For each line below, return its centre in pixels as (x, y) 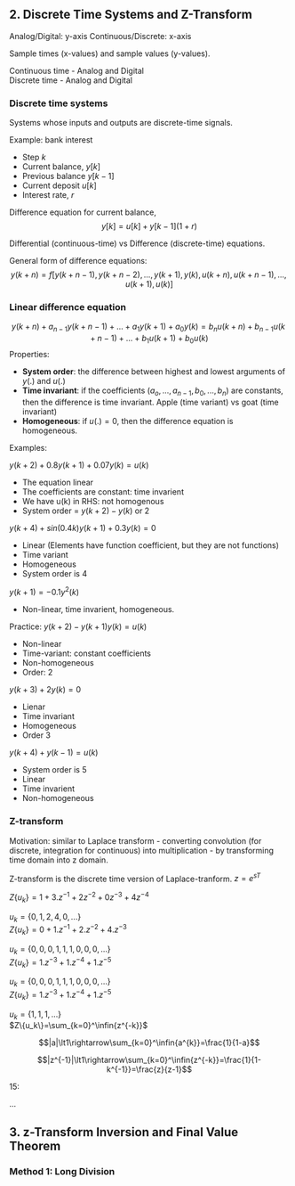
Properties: (30, 354)
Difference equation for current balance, (83, 212)
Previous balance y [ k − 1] (68, 176)
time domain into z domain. (59, 860)
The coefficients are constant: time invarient (103, 491)
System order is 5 (54, 770)
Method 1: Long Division (62, 1171)
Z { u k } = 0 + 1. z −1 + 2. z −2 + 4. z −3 (68, 930)
